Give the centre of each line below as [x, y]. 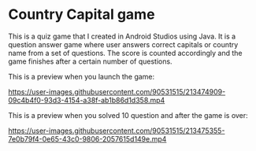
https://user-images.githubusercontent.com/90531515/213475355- [117, 131]
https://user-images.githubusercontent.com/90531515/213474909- [117, 91]
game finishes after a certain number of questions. [90, 61]
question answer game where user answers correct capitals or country [123, 44]
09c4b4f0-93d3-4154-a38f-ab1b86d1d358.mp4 [87, 100]
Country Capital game [82, 15]
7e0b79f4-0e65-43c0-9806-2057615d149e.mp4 [87, 138]
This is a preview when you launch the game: [82, 76]
